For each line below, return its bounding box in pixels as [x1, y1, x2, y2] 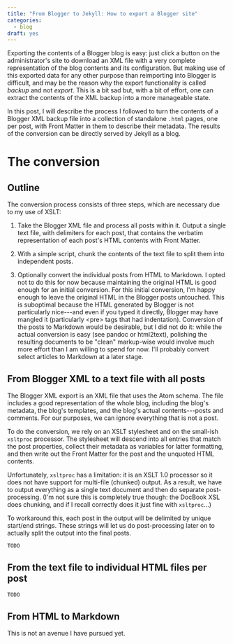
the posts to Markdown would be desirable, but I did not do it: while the [17, 323, 222, 331]
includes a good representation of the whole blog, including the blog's [7, 399, 209, 407]
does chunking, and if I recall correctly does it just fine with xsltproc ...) [7, 500, 211, 509]
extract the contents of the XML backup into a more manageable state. [7, 94, 211, 102]
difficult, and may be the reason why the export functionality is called [7, 78, 206, 87]
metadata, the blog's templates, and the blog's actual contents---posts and [7, 407, 224, 415]
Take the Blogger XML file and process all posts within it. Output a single [17, 221, 227, 230]
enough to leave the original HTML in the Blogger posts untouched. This [17, 293, 225, 302]
